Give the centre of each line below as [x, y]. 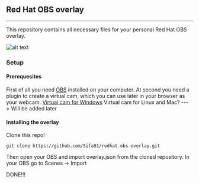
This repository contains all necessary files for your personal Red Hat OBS [97, 30]
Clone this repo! [26, 135]
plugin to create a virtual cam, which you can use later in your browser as [96, 96]
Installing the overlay [33, 122]
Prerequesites [24, 77]
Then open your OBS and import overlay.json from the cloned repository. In [98, 157]
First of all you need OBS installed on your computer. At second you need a [98, 89]
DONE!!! [16, 175]
